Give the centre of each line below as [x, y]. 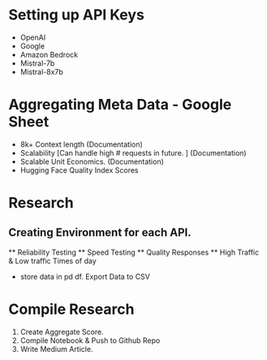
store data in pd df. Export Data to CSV [85, 276]
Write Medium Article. [56, 349]
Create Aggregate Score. [62, 332]
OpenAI [33, 37]
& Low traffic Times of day [53, 260]
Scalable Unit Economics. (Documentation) [92, 161]
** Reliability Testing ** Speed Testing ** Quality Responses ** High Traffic [134, 252]
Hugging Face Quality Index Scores [79, 170]
